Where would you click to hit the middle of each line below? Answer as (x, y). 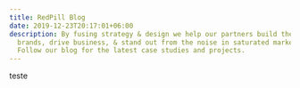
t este (19, 76)
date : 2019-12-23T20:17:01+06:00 (71, 26)
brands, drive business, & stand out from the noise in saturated (143, 42)
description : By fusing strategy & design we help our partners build (143, 34)
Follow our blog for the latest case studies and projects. (131, 51)
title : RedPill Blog (48, 17)
